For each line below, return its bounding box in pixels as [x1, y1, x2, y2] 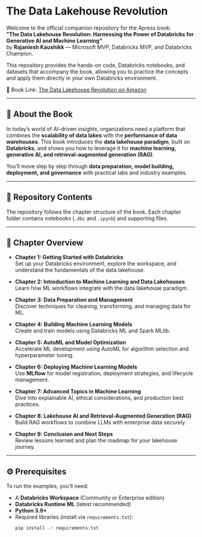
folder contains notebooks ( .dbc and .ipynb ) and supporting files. [6, 214, 168, 221]
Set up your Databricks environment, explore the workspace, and [14, 260, 177, 267]
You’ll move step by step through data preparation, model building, [6, 162, 174, 170]
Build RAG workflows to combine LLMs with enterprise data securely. [14, 419, 186, 426]
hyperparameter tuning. [14, 352, 74, 359]
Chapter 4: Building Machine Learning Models [14, 321, 133, 328]
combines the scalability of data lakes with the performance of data [6, 132, 177, 139]
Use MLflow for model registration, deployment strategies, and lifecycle [14, 370, 194, 377]
